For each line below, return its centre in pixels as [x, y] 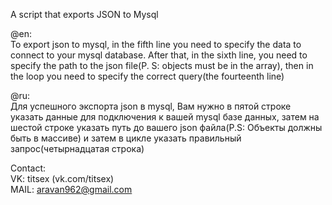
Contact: [28, 168]
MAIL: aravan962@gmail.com [71, 189]
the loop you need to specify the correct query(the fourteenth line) [147, 76]
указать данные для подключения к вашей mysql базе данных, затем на [165, 117]
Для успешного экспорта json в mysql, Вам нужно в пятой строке [151, 106]
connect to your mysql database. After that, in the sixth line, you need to [159, 55]
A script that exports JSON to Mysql [84, 14]
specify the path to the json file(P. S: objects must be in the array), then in [162, 65]
